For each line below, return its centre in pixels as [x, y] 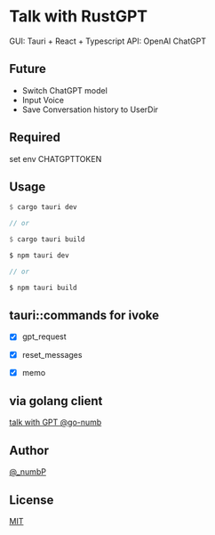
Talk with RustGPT [79, 16]
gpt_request [44, 336]
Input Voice [43, 100]
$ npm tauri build [43, 288]
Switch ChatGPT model [65, 90]
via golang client [56, 401]
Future [28, 69]
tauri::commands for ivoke [84, 316]
